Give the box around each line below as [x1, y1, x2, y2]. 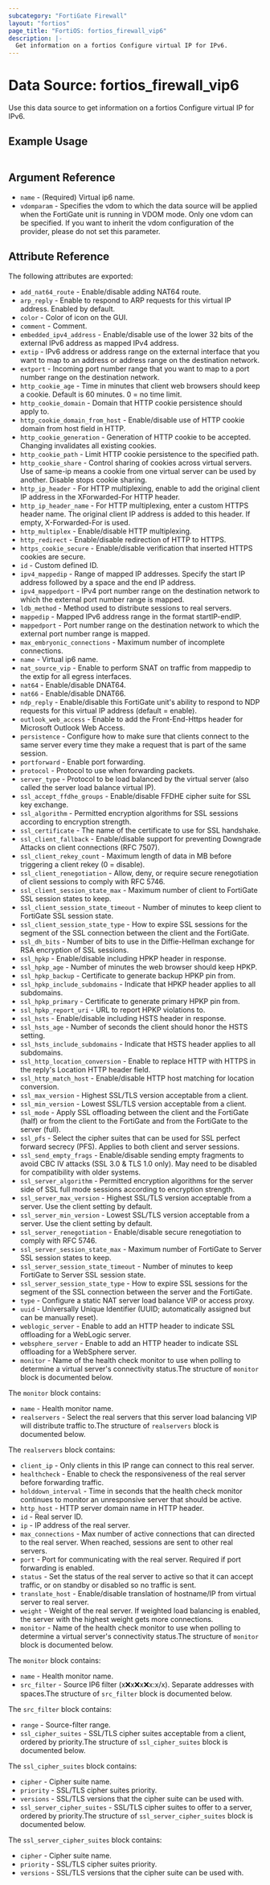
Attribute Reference [8, 250, 110, 264]
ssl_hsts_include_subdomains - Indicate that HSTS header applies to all [19, 1039, 256, 1048]
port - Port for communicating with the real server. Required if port [19, 1554, 241, 1564]
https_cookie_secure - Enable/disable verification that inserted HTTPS [19, 543, 253, 553]
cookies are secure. [19, 552, 86, 562]
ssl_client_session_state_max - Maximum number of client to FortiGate [19, 885, 259, 895]
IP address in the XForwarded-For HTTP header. [19, 492, 181, 501]
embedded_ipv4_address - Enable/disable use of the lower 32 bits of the [19, 329, 254, 339]
